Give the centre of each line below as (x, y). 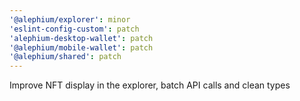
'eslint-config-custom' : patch (74, 29)
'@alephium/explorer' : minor (70, 19)
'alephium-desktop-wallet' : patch (81, 38)
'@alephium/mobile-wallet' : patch (81, 47)
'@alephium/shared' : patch (65, 57)
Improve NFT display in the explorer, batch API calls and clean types (150, 85)
